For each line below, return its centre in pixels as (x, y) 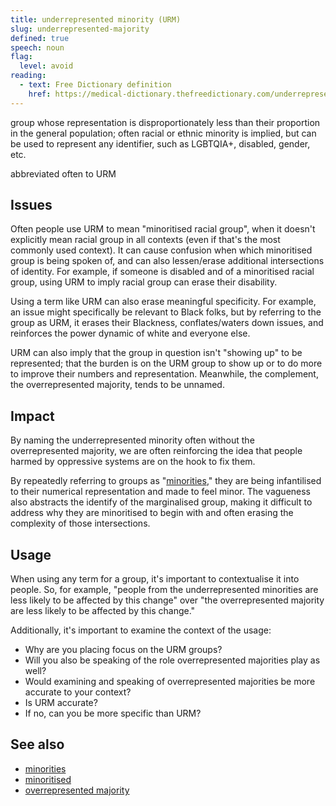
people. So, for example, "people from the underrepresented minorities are (164, 590)
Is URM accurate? (61, 703)
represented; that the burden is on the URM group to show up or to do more (166, 363)
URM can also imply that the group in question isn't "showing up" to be (156, 353)
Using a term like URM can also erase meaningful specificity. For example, (163, 302)
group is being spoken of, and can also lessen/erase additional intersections (167, 261)
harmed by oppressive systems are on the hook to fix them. (133, 462)
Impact (32, 416)
